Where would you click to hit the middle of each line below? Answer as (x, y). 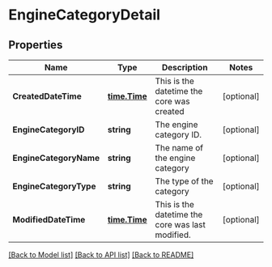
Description (185, 68)
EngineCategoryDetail (84, 15)
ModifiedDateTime (49, 220)
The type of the (184, 181)
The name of (179, 148)
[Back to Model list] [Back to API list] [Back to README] (101, 255)
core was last (181, 225)
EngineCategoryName (56, 158)
